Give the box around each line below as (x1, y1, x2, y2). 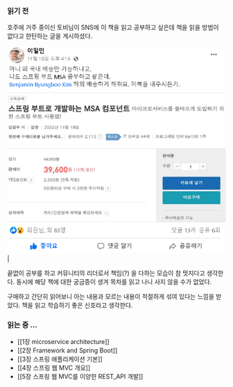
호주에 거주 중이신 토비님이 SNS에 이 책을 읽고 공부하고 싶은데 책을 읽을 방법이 (7, 23, 219, 32)
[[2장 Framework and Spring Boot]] (17, 346, 118, 354)
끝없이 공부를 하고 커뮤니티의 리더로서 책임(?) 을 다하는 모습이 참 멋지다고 (7, 269, 206, 277)
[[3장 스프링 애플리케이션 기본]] (17, 354, 103, 363)
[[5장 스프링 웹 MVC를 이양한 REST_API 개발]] (17, 372, 144, 380)
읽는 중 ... (7, 320, 38, 330)
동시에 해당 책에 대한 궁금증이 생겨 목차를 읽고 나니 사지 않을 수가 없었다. (16, 278, 212, 286)
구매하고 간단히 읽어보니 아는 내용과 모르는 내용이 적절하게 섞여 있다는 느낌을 (7, 293, 215, 301)
